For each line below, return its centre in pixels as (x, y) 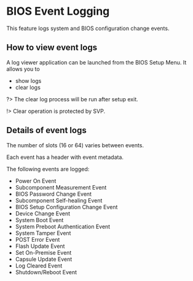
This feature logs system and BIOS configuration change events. (88, 28)
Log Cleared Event (39, 266)
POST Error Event (37, 239)
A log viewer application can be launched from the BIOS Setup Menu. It (96, 62)
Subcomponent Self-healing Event (59, 200)
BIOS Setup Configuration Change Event (66, 207)
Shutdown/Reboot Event (46, 272)
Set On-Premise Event (43, 252)
